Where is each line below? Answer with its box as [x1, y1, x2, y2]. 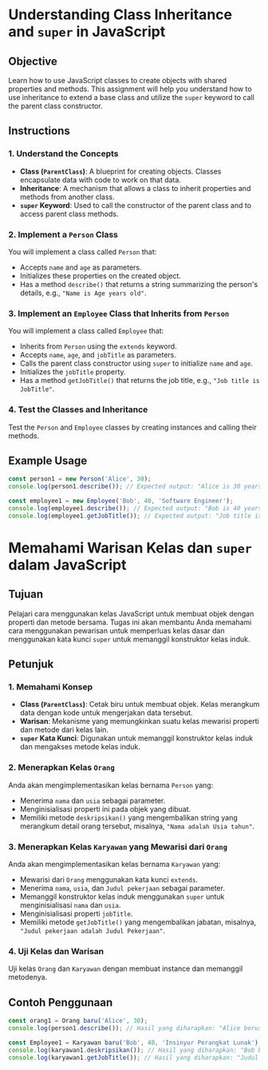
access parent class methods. [19, 209, 119, 218]
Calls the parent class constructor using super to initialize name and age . [19, 358, 254, 369]
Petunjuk [8, 657, 54, 671]
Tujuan [8, 588, 44, 601]
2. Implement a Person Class [8, 229, 118, 240]
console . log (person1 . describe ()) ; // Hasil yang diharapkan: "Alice [8, 1024, 241, 1032]
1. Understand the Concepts [8, 148, 119, 159]
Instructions [8, 124, 70, 138]
